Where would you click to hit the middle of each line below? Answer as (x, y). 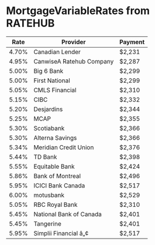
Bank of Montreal (57, 176)
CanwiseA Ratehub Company (74, 61)
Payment (132, 42)
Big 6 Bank (48, 71)
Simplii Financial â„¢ (61, 233)
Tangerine (47, 223)
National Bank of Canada (68, 214)
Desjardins (48, 109)
